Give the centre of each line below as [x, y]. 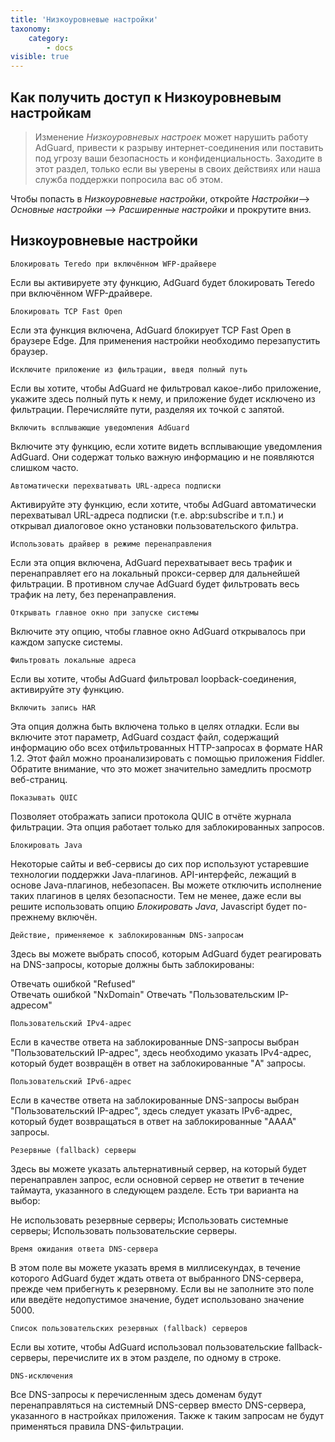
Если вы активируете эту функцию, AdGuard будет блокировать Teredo [162, 282]
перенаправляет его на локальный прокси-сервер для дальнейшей [155, 573]
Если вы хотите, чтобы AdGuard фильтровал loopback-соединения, [153, 678]
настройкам [51, 112]
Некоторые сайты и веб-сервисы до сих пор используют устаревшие [160, 863]
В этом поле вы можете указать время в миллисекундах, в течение [155, 1267]
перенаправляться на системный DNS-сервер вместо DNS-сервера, [158, 1405]
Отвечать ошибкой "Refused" [73, 983]
